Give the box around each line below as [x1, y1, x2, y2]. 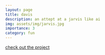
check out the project [5, 44, 50, 50]
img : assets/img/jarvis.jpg [5, 21, 65, 26]
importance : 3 [5, 26, 35, 31]
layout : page [5, 7, 33, 12]
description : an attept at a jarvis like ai [5, 16, 100, 21]
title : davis [5, 12, 33, 17]
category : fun [5, 30, 35, 35]
